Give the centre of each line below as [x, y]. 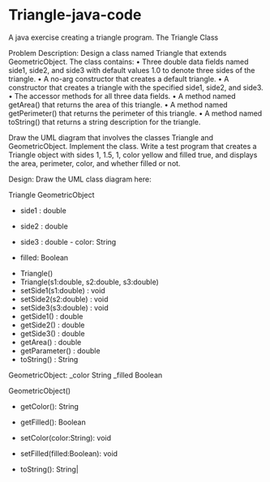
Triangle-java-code [75, 15]
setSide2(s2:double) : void [64, 299]
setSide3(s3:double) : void [64, 307]
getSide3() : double [52, 333]
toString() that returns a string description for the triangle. [105, 122]
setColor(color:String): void [66, 437]
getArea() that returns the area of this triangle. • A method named [118, 105]
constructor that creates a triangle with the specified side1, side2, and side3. [136, 87]
